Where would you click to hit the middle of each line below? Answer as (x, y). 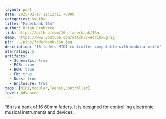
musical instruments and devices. (40, 112)
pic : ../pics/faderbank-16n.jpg (39, 42)
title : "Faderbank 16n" (30, 24)
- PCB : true (22, 65)
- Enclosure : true (29, 83)
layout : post (19, 10)
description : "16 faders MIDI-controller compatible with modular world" (83, 47)
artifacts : (16, 56)
